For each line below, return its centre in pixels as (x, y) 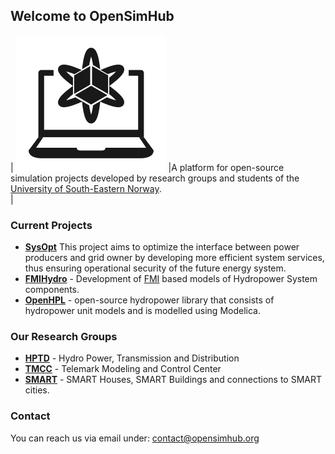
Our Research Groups (64, 337)
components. (52, 290)
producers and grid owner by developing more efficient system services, (174, 258)
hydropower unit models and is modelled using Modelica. (142, 311)
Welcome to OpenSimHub (92, 16)
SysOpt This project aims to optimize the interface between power (162, 247)
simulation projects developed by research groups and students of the (155, 178)
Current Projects (51, 225)
